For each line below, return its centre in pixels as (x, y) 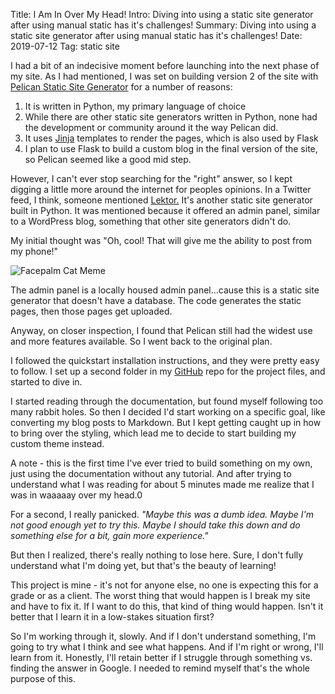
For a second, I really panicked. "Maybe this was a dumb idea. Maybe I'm (162, 514)
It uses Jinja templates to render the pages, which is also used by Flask (171, 138)
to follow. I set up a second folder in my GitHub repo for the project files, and (168, 371)
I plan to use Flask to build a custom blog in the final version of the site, (171, 148)
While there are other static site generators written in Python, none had (171, 117)
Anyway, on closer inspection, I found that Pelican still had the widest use (161, 330)
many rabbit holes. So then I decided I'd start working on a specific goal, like (168, 412)
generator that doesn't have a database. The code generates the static (156, 300)
